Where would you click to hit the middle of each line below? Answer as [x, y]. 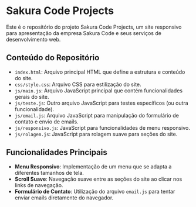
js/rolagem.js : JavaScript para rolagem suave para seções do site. [96, 134]
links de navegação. [39, 185]
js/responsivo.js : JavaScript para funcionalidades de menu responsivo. [102, 127]
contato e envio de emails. [46, 122]
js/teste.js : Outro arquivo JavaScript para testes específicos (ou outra [102, 103]
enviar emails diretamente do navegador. [64, 198]
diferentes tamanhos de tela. [49, 172]
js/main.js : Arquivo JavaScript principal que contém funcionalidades [99, 90]
